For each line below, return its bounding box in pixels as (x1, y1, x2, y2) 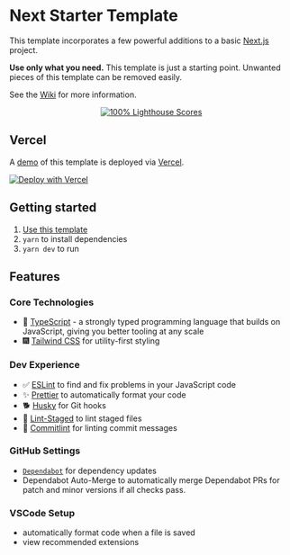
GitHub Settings (9, 444, 81, 457)
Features (9, 269, 60, 284)
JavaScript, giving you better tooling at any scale (22, 326, 204, 337)
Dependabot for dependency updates (22, 465, 158, 476)
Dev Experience (9, 359, 80, 371)
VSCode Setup (9, 506, 75, 519)
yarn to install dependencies (22, 233, 128, 244)
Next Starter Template (9, 5, 178, 26)
